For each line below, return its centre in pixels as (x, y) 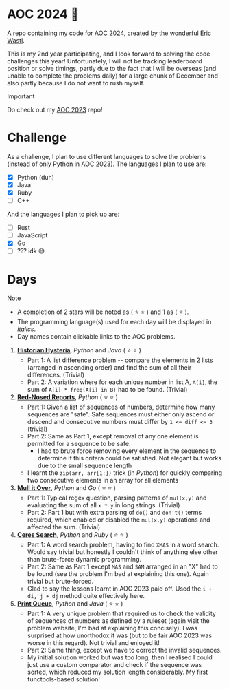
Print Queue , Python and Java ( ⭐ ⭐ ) (70, 604)
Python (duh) (36, 177)
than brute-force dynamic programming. (84, 560)
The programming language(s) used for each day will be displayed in (114, 322)
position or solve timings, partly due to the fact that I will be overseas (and (112, 68)
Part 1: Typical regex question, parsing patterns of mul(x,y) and (117, 498)
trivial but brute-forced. (60, 582)
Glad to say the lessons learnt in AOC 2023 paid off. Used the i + (120, 589)
